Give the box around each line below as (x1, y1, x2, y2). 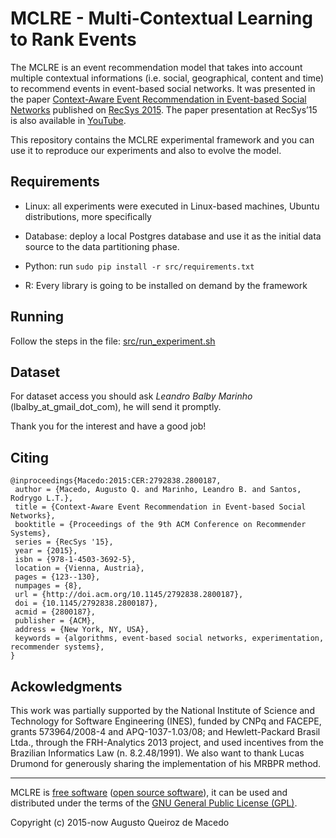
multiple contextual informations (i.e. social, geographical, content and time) (10, 72, 325, 84)
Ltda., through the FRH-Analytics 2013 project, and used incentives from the (10, 737, 324, 748)
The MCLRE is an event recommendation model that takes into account (10, 61, 303, 73)
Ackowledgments (10, 678, 123, 695)
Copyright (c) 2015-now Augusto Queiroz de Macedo (10, 817, 230, 828)
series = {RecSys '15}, (14, 537, 114, 547)
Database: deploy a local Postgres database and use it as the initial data (24, 230, 322, 242)
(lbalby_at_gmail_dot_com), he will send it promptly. (10, 401, 222, 413)
